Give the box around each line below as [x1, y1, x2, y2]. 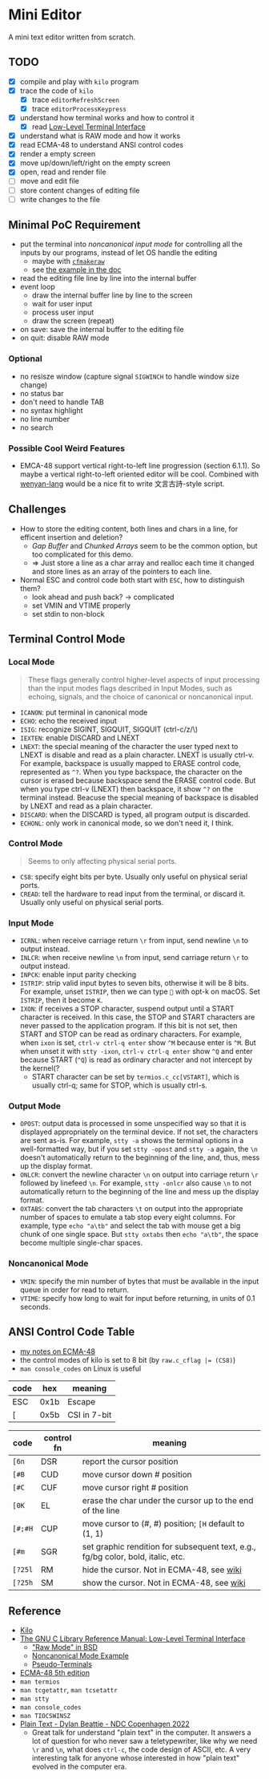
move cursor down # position [82, 1469, 192, 1480]
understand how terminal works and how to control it [19, 113, 195, 122]
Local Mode [8, 656, 55, 667]
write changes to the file [19, 194, 100, 204]
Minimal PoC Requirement [8, 218, 141, 232]
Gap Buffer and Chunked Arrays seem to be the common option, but [31, 541, 258, 550]
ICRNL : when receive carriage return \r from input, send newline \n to [19, 936, 249, 946]
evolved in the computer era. [31, 1762, 127, 1772]
